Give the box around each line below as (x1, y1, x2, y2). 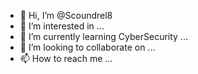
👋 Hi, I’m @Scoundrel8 (19, 10, 113, 21)
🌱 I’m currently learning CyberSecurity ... (19, 31, 188, 42)
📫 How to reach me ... (19, 53, 113, 64)
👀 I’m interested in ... (19, 20, 105, 32)
